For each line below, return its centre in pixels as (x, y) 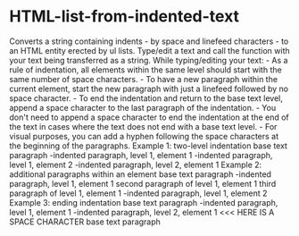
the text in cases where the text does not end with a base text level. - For (143, 126)
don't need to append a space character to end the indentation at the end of (149, 117)
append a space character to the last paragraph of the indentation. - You (143, 107)
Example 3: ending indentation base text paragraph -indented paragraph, (144, 202)
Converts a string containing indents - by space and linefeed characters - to (149, 41)
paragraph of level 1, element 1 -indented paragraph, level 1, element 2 (138, 193)
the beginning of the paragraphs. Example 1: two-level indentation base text (149, 146)
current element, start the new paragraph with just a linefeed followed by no (149, 88)
